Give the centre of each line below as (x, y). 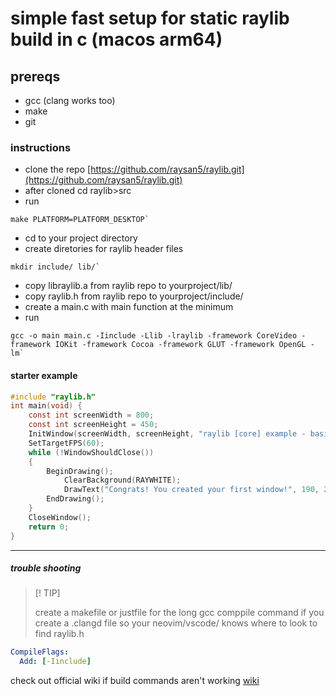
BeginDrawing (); (80, 471)
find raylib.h (59, 634)
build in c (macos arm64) (116, 39)
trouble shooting (46, 568)
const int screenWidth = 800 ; (91, 415)
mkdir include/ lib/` (55, 267)
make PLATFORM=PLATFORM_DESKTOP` (80, 220)
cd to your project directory (81, 238)
